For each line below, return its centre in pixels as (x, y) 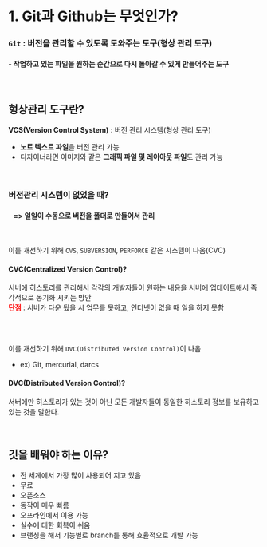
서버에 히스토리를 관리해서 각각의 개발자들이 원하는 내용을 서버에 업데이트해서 (129, 287)
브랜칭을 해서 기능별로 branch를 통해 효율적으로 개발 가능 (109, 535)
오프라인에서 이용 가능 (54, 515)
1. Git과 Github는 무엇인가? (93, 16)
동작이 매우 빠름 (44, 505)
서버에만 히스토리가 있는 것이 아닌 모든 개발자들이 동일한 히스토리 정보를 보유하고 (134, 402)
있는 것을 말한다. (34, 411)
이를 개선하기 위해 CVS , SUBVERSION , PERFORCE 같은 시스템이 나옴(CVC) (117, 250)
